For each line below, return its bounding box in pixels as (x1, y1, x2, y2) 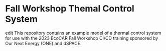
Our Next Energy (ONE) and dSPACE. (5, 40, 82, 46)
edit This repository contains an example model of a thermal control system (5, 30, 161, 36)
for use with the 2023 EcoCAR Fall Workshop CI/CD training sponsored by (5, 35, 158, 41)
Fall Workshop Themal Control (5, 3, 134, 14)
